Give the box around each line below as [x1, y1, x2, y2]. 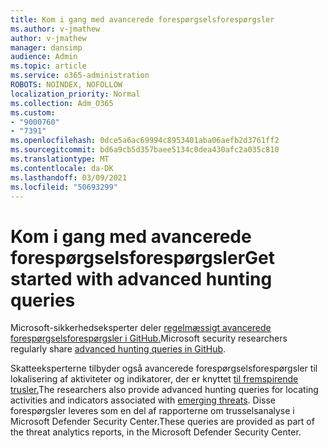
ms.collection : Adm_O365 [10, 98, 114, 108]
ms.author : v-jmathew [10, 24, 101, 34]
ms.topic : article [10, 61, 87, 71]
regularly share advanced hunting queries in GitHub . [10, 343, 227, 355]
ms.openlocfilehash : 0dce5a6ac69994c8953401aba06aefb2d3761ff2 [10, 136, 280, 146]
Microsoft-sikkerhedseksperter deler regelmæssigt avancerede [10, 322, 272, 334]
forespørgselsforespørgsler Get [10, 246, 275, 269]
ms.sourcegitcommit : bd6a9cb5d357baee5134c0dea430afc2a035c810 [10, 145, 280, 155]
